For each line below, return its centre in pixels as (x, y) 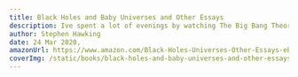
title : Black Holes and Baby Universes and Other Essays (117, 17)
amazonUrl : (29, 50)
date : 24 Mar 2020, (45, 42)
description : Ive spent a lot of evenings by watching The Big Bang (138, 26)
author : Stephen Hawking (55, 34)
